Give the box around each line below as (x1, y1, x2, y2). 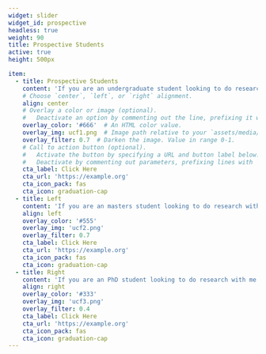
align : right (22, 283, 66, 291)
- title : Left (15, 194, 62, 202)
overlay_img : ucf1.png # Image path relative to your (22, 129, 207, 137)
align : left (22, 209, 62, 217)
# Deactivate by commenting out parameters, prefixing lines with (22, 158, 253, 166)
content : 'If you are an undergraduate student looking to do (22, 85, 232, 92)
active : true (8, 48, 51, 56)
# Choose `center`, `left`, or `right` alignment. (22, 92, 193, 100)
